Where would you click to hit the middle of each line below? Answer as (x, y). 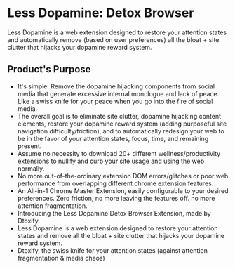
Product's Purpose (49, 69)
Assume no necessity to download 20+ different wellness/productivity (119, 153)
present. (29, 146)
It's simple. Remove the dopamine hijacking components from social (116, 86)
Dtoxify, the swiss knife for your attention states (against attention (113, 250)
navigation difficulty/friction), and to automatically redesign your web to (121, 131)
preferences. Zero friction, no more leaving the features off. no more (116, 198)
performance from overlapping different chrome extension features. (115, 183)
